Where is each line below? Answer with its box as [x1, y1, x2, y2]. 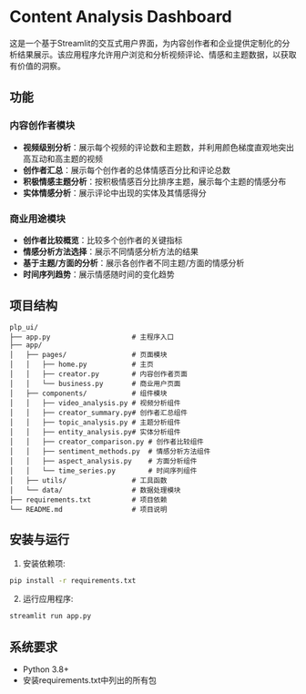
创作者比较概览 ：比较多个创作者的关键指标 [22, 234, 183, 245]
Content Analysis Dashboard [9, 6, 232, 27]
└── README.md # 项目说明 [9, 505, 168, 514]
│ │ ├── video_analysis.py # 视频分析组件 [9, 398, 181, 407]
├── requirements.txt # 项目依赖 [9, 495, 168, 505]
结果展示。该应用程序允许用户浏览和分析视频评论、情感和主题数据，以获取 [16, 48, 297, 60]
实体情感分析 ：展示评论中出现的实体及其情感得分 [22, 187, 207, 198]
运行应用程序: [22, 594, 74, 605]
